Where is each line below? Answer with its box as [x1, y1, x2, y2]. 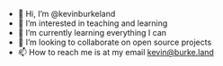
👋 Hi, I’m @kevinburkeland [17, 9, 116, 19]
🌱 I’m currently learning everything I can [17, 28, 167, 37]
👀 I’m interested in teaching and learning [17, 18, 168, 29]
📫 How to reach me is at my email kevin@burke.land [17, 47, 214, 57]
